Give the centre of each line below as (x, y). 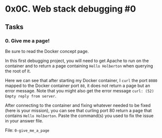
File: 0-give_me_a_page (27, 130)
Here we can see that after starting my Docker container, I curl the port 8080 (81, 80)
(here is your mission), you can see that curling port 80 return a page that (78, 110)
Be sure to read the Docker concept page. (47, 51)
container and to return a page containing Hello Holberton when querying (79, 66)
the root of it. (18, 71)
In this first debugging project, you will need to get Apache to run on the (77, 60)
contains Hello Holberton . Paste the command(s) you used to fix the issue (79, 116)
